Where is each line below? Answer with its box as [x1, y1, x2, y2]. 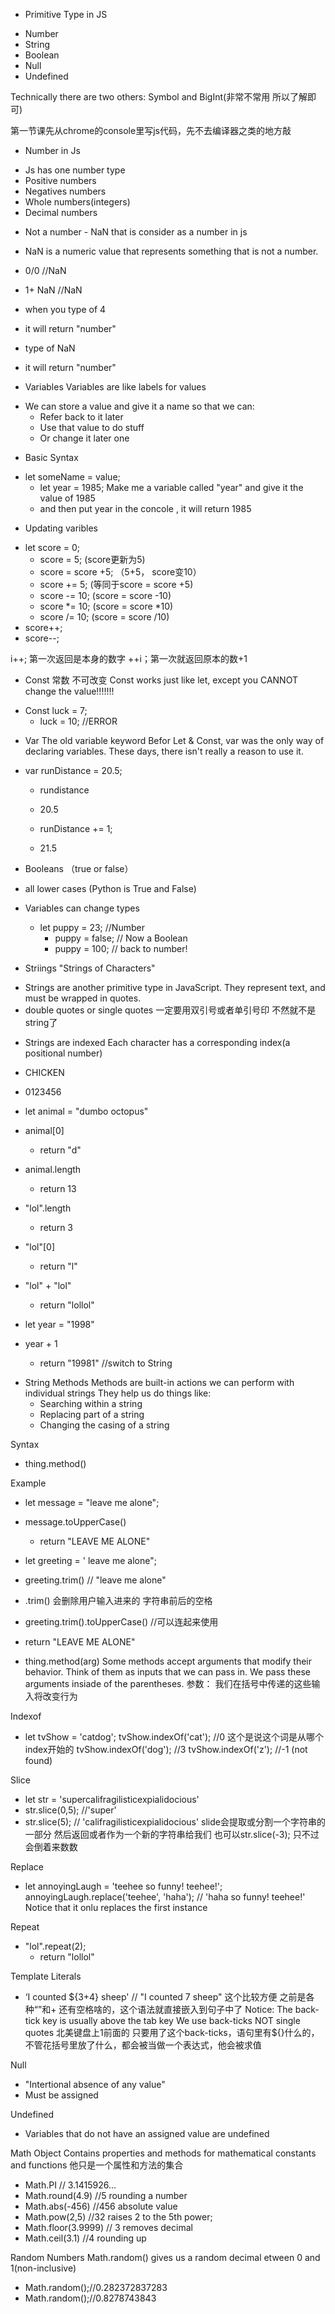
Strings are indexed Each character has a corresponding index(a [24, 1037, 291, 1048]
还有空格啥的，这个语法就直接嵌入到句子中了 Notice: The [58, 2004, 293, 2015]
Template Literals [10, 1970, 82, 1982]
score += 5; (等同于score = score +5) [39, 579, 194, 590]
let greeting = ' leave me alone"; [24, 1555, 157, 1566]
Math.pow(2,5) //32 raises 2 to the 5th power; [24, 2211, 213, 2223]
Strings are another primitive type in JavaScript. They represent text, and [24, 982, 326, 993]
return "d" [39, 1144, 82, 1156]
